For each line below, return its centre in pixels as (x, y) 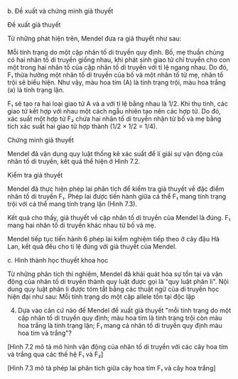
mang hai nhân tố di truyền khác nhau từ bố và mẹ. (82, 225)
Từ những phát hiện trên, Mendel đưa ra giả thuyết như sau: (94, 38)
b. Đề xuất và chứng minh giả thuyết (60, 11)
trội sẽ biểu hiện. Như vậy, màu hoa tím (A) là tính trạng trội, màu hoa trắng (117, 82)
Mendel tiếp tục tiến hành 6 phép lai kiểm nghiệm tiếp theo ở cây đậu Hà (114, 239)
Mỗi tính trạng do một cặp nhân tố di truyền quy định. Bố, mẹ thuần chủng (116, 52)
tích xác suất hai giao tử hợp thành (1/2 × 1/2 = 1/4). (82, 126)
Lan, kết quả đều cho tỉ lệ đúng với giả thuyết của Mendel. (92, 246)
